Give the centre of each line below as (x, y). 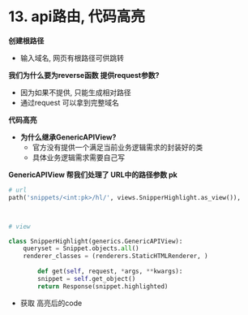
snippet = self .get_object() (87, 278)
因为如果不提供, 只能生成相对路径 (75, 92)
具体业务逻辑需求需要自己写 (79, 157)
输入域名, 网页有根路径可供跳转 (72, 58)
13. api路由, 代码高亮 (77, 17)
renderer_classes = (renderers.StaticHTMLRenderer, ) (115, 257)
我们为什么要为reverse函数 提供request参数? (84, 75)
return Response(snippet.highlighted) (103, 286)
